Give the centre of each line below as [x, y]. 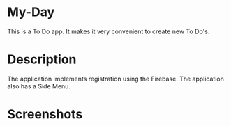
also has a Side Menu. [39, 86]
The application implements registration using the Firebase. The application [116, 79]
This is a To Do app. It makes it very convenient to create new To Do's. [109, 31]
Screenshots [45, 115]
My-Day [31, 12]
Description [42, 60]
